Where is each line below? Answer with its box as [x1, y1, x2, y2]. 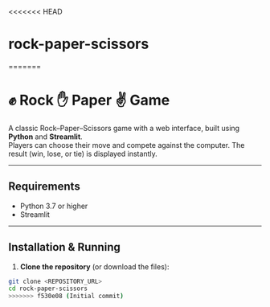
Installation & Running [8, 240, 121, 254]
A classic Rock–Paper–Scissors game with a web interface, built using [8, 123, 239, 133]
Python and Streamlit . [8, 132, 83, 141]
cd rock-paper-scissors [8, 284, 88, 293]
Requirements [8, 180, 80, 194]
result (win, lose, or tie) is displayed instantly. [8, 149, 158, 158]
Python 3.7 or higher [19, 201, 88, 211]
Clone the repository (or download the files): [19, 261, 170, 272]
